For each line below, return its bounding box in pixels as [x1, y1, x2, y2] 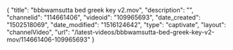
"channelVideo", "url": [6, 28, 71, 36]
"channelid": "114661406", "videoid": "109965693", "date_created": [6, 13, 201, 22]
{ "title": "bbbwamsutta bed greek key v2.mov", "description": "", [6, 6, 194, 14]
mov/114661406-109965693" [6, 35, 91, 44]
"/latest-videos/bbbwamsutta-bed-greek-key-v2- [72, 28, 215, 36]
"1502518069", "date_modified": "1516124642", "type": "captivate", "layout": [6, 21, 226, 28]
